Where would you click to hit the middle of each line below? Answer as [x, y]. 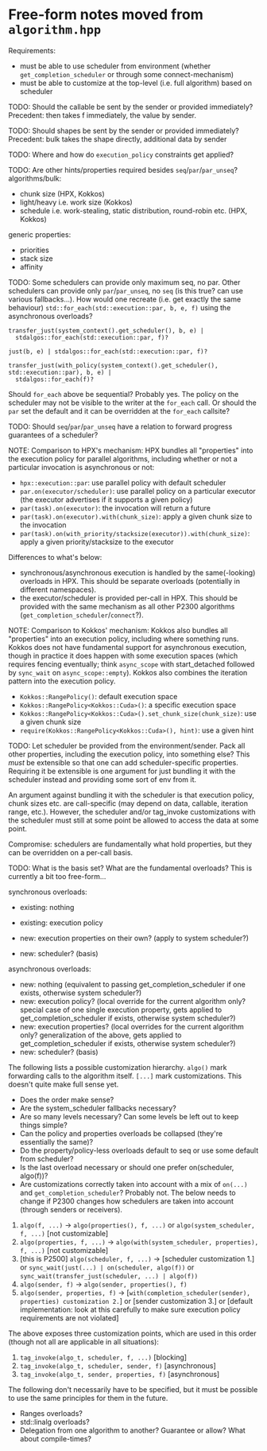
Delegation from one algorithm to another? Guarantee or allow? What [133, 1430]
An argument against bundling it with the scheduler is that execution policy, [131, 795]
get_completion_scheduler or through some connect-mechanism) [127, 74]
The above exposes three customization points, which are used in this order [132, 1333]
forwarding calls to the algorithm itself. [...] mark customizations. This [125, 1076]
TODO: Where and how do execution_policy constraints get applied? [121, 154]
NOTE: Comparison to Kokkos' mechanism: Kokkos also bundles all [118, 630]
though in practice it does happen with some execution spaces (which [123, 655]
